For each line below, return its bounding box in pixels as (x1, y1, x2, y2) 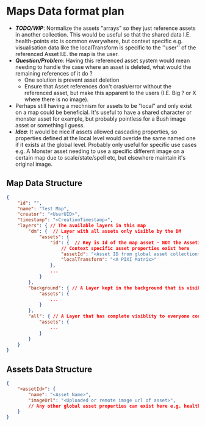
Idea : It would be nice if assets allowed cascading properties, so (15, 128, 178, 135)
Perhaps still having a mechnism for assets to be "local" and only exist (15, 102, 192, 109)
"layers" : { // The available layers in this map (17, 222, 146, 229)
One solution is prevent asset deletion (24, 76, 120, 83)
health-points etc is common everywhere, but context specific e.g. (15, 37, 183, 44)
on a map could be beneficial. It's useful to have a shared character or (15, 108, 192, 116)
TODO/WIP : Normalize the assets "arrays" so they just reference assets (15, 24, 196, 32)
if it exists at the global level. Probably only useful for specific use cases (15, 141, 197, 148)
